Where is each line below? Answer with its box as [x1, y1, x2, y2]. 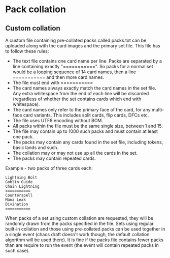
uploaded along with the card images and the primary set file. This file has [5, 43, 161, 49]
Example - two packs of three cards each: [5, 165, 93, 171]
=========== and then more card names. [12, 74, 104, 80]
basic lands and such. [12, 145, 59, 151]
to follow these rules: [5, 48, 49, 54]
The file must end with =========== [12, 80, 93, 85]
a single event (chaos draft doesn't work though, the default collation [5, 232, 150, 237]
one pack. [12, 134, 34, 139]
